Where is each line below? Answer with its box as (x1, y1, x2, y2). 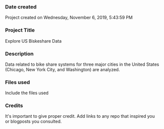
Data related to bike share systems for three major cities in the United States (5, 61, 160, 67)
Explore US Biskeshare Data (5, 38, 62, 44)
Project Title (5, 27, 35, 34)
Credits (5, 102, 23, 109)
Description (5, 50, 34, 57)
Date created (5, 3, 37, 10)
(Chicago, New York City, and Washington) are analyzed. (5, 66, 120, 72)
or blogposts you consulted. (5, 119, 62, 125)
